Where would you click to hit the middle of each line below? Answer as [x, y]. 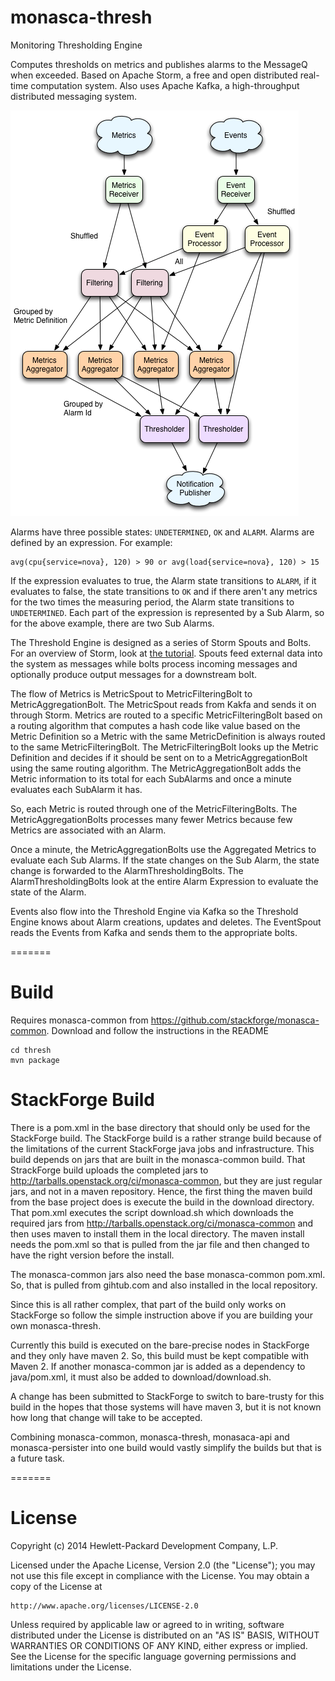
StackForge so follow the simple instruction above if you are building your [161, 1315]
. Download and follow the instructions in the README [157, 1030]
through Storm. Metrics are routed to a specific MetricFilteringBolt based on [166, 715]
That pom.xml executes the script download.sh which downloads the [152, 1212]
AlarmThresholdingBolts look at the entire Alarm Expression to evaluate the [164, 881]
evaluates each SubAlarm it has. [76, 789]
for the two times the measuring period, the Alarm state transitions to [152, 602]
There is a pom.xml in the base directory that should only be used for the [160, 1127]
